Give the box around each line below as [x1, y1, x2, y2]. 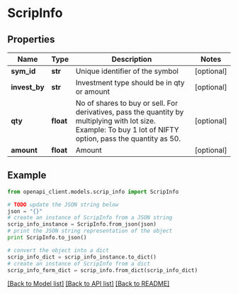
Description [111, 55, 152, 64]
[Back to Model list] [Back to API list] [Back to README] [7, 279, 170, 288]
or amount [75, 87, 110, 97]
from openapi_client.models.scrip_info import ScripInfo [7, 188, 179, 195]
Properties [7, 33, 55, 45]
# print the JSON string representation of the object [7, 227, 173, 235]
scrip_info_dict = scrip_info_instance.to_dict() [7, 254, 157, 261]
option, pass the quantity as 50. [75, 134, 181, 143]
